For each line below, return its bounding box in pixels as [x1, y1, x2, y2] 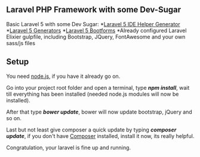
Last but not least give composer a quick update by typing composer [6, 126, 177, 133]
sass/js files [6, 39, 36, 46]
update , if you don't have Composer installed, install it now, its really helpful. [6, 132, 195, 139]
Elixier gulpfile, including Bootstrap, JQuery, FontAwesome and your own [6, 33, 186, 40]
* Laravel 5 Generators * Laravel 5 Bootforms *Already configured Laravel [6, 27, 187, 34]
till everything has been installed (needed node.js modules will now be [6, 90, 179, 98]
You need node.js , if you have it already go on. [6, 73, 121, 80]
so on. [6, 114, 22, 121]
